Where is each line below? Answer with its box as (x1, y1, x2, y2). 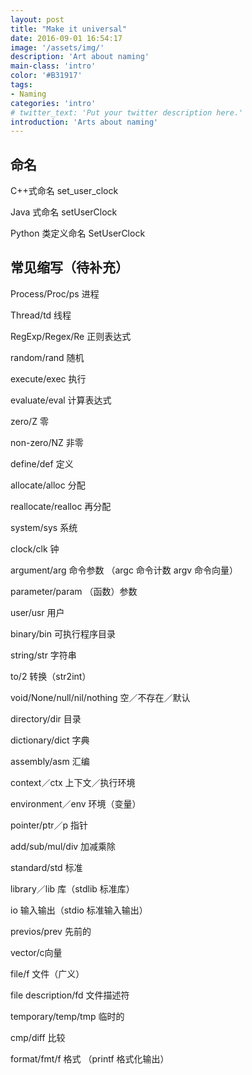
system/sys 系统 (10, 521, 78, 533)
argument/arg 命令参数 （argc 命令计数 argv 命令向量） (10, 564, 239, 576)
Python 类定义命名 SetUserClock (10, 227, 146, 240)
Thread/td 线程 (10, 309, 72, 321)
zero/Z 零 (10, 415, 49, 427)
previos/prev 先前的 (10, 925, 92, 937)
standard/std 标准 (10, 861, 83, 873)
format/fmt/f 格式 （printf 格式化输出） (10, 1052, 170, 1065)
